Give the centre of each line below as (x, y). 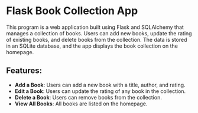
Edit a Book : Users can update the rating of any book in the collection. (100, 91)
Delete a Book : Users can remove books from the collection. (88, 97)
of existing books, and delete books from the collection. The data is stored (97, 39)
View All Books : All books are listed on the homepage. (81, 104)
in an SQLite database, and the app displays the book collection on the (92, 46)
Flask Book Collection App (72, 11)
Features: (24, 71)
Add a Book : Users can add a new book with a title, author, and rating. (100, 85)
